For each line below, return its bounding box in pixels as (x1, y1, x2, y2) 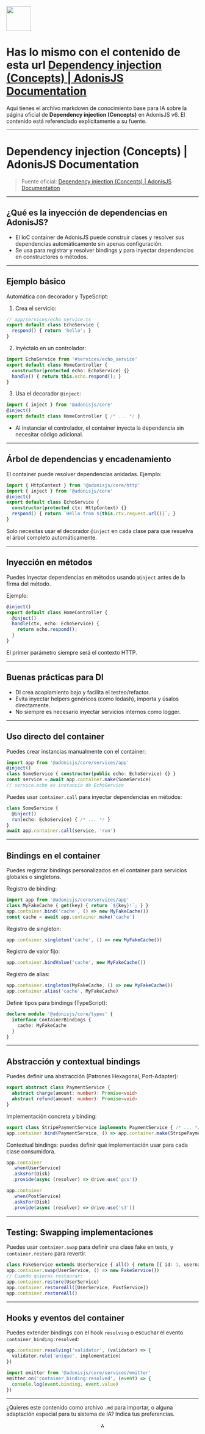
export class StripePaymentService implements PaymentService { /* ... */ (6, 1124, 201, 1130)
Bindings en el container (6, 850, 101, 861)
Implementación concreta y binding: (6, 1112, 97, 1120)
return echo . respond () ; (17, 627, 78, 633)
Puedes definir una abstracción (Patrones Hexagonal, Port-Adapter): (6, 1073, 179, 1080)
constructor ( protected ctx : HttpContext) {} (12, 505, 127, 511)
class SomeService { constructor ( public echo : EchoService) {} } (6, 771, 176, 777)
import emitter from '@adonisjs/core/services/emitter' (6, 1370, 151, 1376)
